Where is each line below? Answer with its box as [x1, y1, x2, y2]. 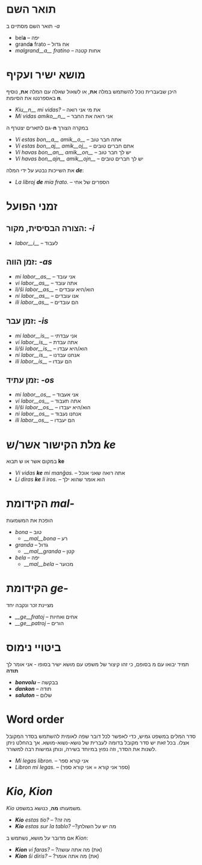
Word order [6, 712, 64, 726]
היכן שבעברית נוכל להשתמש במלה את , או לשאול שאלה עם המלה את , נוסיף [6, 87, 177, 95]
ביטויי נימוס [6, 641, 61, 655]
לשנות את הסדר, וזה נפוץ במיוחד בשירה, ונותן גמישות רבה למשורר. [6, 746, 157, 752]
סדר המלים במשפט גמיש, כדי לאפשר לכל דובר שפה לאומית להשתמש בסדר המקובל [6, 732, 196, 740]
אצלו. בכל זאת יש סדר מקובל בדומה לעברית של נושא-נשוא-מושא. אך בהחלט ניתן [6, 739, 189, 746]
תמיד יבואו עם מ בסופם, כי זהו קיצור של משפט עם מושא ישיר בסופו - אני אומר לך [6, 661, 189, 668]
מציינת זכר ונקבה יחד [6, 602, 54, 609]
